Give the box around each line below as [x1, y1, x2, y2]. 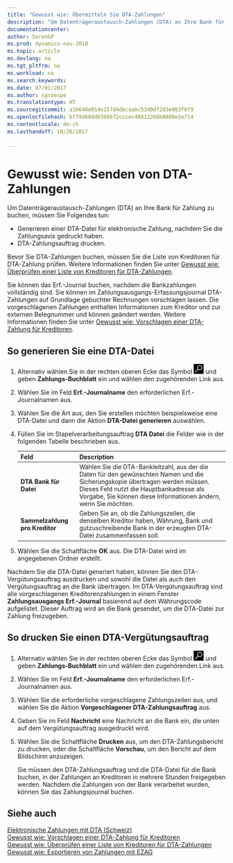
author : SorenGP [7, 33, 54, 40]
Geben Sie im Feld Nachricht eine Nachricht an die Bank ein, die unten [17, 716, 220, 724]
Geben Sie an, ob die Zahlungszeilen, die [79, 509, 196, 518]
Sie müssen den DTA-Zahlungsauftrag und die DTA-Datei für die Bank [17, 765, 216, 774]
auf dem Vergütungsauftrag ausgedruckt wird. [17, 724, 150, 732]
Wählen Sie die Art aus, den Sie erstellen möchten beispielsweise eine [17, 409, 218, 417]
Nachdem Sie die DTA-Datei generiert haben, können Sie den [7, 567, 182, 575]
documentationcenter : [7, 26, 70, 33]
